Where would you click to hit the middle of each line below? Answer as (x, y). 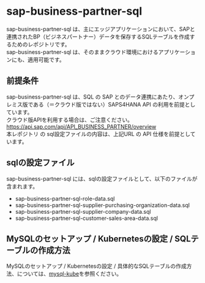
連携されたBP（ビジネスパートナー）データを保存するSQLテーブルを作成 (98, 36)
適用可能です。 (46, 59)
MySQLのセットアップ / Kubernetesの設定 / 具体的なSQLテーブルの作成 (96, 266)
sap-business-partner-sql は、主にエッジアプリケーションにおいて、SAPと (101, 29)
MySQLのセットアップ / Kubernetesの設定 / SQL (99, 239)
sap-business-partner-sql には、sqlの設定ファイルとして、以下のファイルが (102, 178)
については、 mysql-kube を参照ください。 (69, 274)
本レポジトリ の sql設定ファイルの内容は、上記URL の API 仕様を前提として (101, 134)
